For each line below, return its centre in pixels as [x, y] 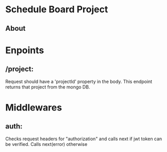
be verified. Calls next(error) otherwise [46, 144]
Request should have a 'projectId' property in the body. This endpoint [79, 81]
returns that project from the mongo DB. [48, 87]
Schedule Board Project [57, 9]
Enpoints [25, 50]
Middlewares [34, 107]
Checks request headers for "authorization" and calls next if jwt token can [84, 139]
